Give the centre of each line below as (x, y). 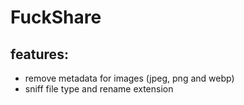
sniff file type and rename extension (99, 89)
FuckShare (56, 17)
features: (39, 54)
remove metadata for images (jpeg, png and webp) (129, 78)
